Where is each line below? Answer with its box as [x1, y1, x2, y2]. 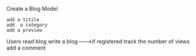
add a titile [6, 17, 40, 23]
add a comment [6, 45, 46, 51]
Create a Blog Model [6, 5, 58, 12]
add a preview [6, 27, 43, 33]
